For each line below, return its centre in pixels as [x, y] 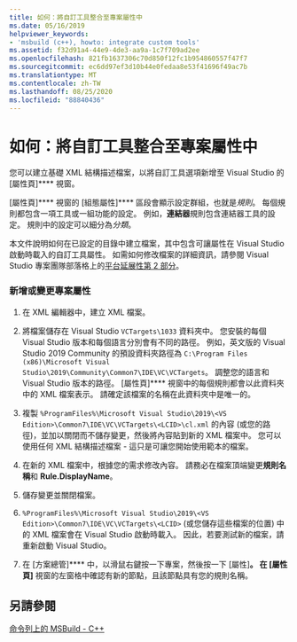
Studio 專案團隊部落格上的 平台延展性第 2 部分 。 [97, 266]
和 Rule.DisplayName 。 [74, 476]
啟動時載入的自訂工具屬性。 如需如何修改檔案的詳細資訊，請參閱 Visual [139, 254]
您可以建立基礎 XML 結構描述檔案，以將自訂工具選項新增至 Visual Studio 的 [147, 173]
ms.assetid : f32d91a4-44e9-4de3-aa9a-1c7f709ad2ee [105, 51]
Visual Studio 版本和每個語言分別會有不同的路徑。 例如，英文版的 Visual [153, 341]
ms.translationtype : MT [53, 75]
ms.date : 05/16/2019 [47, 26]
